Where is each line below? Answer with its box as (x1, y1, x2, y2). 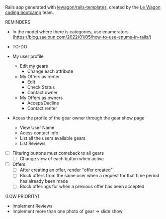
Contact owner (27, 90, 58, 95)
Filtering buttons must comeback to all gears (12, 150, 104, 156)
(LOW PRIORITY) (5, 194, 40, 200)
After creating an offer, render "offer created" (19, 167, 113, 173)
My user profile (12, 53, 44, 59)
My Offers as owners (19, 95, 63, 101)
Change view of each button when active (19, 156, 104, 162)
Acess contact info (19, 130, 59, 136)
